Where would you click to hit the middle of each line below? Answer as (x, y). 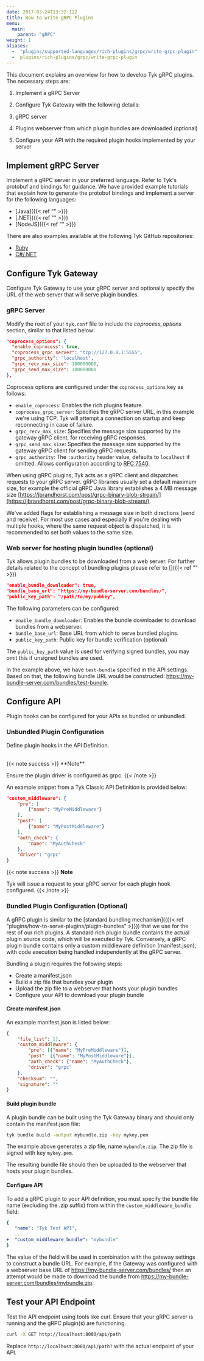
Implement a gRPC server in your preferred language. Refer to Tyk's (92, 180)
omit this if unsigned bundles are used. (55, 657)
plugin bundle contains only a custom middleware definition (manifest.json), (101, 945)
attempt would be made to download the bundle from (73, 1276)
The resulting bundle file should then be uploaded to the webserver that (97, 1165)
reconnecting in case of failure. (54, 424)
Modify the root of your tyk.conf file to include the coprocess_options (94, 324)
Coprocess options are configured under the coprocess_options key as (95, 387)
